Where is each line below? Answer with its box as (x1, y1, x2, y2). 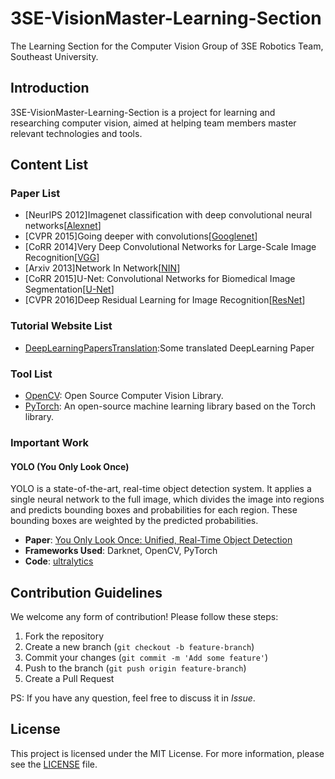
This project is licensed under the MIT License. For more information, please (10, 747, 325, 759)
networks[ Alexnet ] (24, 220, 102, 232)
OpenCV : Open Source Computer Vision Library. (24, 390, 224, 402)
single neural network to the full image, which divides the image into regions (10, 493, 325, 506)
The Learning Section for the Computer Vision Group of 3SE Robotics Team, (10, 40, 324, 52)
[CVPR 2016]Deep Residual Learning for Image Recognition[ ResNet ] (24, 294, 306, 306)
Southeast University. (10, 50, 99, 62)
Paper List (10, 187, 61, 201)
